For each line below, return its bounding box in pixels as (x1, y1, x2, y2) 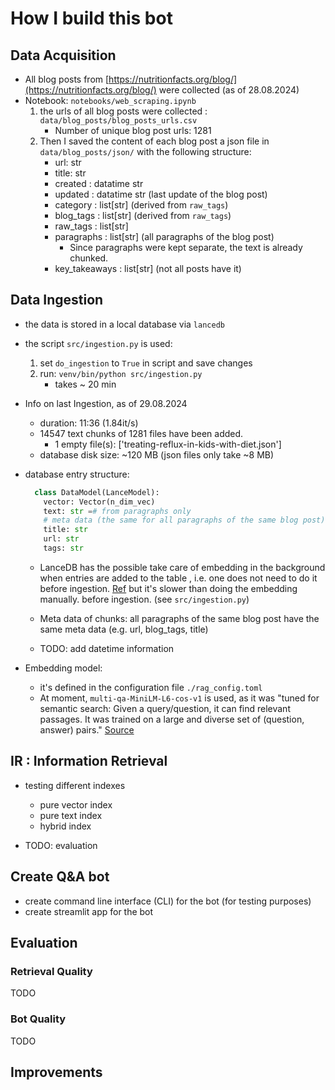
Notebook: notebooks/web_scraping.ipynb (24, 95, 197, 106)
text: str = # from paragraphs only (43, 506, 192, 516)
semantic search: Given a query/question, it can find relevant (39, 702, 291, 714)
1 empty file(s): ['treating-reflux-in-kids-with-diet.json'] (54, 438, 282, 450)
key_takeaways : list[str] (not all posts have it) (54, 263, 242, 274)
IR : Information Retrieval (10, 753, 168, 770)
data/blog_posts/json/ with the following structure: (39, 146, 252, 157)
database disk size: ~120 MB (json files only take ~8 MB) (39, 448, 275, 461)
